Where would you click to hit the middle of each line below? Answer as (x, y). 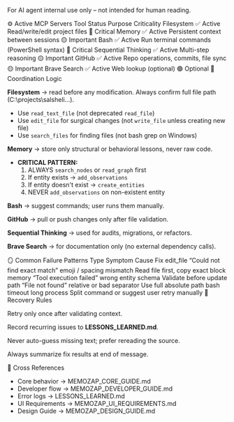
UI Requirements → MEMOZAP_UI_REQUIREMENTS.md (97, 403)
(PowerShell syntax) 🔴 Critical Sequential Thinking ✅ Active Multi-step (108, 50)
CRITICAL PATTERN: (47, 162)
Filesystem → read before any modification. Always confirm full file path (112, 92)
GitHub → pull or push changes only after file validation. (88, 219)
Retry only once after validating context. (65, 313)
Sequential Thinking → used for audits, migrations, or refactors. (100, 233)
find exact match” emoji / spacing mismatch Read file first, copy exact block (117, 270)
